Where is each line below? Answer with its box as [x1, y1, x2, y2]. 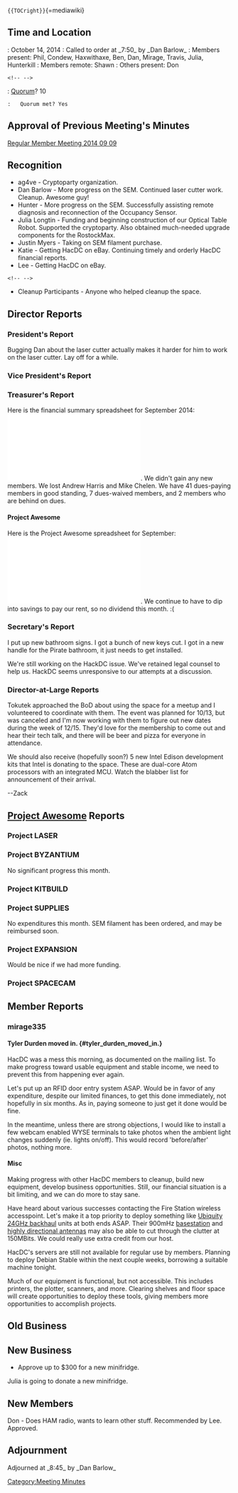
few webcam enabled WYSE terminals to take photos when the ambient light [7, 1128, 231, 1136]
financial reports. [17, 254, 67, 262]
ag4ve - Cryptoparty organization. [17, 178, 119, 187]
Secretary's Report [7, 622, 75, 632]
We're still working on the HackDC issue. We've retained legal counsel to [7, 659, 220, 668]
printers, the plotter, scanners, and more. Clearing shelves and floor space [7, 1284, 226, 1293]
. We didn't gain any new [141, 474, 213, 483]
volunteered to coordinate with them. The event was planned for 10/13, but [7, 709, 225, 717]
